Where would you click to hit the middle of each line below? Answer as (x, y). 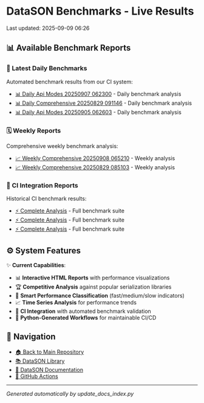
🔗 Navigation (31, 337)
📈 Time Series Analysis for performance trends (76, 303)
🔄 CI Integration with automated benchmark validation (83, 311)
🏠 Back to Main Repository (49, 352)
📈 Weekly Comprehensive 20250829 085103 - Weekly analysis (95, 167)
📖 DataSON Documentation (49, 370)
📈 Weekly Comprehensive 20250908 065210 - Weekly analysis (95, 158)
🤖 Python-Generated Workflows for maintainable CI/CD (86, 318)
